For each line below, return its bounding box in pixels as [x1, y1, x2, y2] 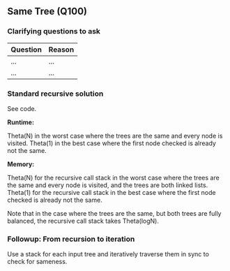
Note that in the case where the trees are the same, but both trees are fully [7, 209, 222, 217]
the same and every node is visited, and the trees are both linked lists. [7, 181, 208, 189]
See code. [7, 104, 37, 112]
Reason [48, 45, 75, 54]
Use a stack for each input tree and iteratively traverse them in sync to [7, 250, 209, 258]
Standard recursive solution [7, 89, 104, 98]
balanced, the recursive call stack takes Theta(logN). [7, 217, 159, 225]
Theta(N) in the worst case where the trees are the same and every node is [7, 131, 223, 140]
